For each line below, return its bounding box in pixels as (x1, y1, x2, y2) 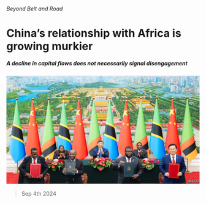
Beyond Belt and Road (6, 5, 63, 12)
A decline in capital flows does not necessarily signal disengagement (6, 60, 188, 67)
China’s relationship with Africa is (6, 26, 182, 40)
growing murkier (6, 39, 93, 53)
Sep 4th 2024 (21, 190, 57, 197)
